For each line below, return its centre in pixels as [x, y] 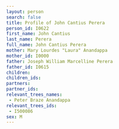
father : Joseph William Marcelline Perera [59, 61]
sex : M [14, 117]
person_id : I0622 [28, 28]
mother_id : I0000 [28, 56]
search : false [24, 17]
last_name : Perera [29, 39]
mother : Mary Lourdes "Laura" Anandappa [57, 51]
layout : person [25, 12]
